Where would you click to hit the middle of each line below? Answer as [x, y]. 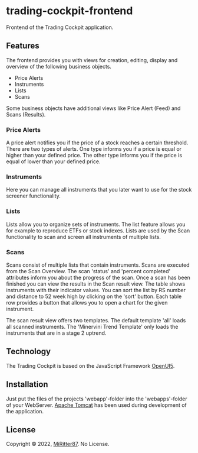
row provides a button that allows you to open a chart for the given [87, 302]
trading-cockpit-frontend [70, 11]
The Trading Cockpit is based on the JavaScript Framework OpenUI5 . [90, 365]
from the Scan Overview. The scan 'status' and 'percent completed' [88, 271]
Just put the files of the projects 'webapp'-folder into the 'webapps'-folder [97, 399]
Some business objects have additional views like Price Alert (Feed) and [93, 108]
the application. [25, 411]
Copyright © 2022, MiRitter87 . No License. [58, 444]
